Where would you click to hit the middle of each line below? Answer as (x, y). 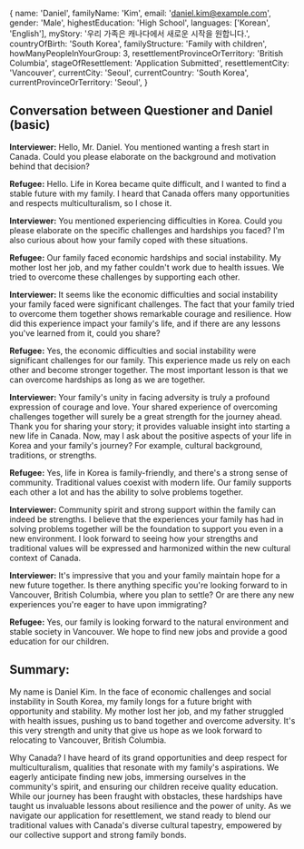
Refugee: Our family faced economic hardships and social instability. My (145, 257)
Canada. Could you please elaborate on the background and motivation (143, 156)
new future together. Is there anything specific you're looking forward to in (148, 585)
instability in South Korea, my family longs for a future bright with (131, 701)
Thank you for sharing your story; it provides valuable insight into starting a (150, 426)
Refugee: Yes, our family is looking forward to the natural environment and (149, 622)
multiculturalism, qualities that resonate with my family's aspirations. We (144, 767)
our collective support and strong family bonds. (98, 834)
